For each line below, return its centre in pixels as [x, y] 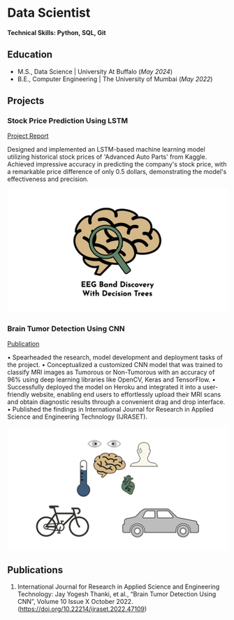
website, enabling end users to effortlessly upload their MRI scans [126, 395]
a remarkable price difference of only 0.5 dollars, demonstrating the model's [117, 172]
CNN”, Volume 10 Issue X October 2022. [75, 602]
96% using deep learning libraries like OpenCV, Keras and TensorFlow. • [111, 380]
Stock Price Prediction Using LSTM [68, 120]
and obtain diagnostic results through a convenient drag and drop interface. [116, 402]
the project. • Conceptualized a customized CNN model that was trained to [115, 365]
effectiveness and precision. [48, 179]
